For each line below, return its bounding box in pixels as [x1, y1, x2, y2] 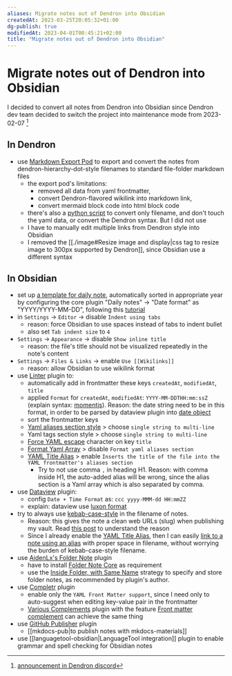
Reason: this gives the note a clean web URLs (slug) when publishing [27, 517, 224, 525]
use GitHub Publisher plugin [17, 619, 97, 628]
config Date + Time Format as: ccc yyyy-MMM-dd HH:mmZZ [27, 495, 186, 503]
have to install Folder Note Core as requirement [27, 561, 162, 570]
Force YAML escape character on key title [27, 438, 152, 446]
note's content [27, 349, 69, 358]
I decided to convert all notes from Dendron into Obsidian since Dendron [7, 103, 214, 111]
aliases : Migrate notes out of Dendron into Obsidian [7, 10, 166, 17]
